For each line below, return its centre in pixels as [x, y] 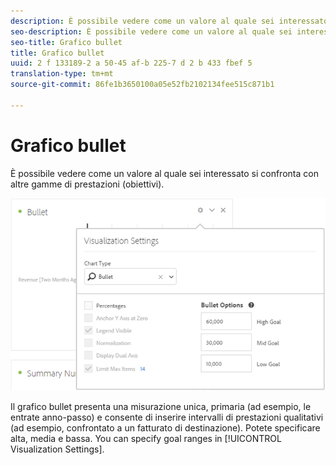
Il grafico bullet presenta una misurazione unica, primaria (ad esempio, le [161, 406]
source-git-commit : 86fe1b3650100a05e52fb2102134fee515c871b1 [142, 85]
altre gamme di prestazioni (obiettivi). [87, 184]
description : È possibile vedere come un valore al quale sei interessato [169, 21]
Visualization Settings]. [57, 449]
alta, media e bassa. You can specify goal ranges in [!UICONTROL [146, 438]
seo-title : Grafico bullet [66, 42]
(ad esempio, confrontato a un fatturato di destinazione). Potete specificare [165, 427]
